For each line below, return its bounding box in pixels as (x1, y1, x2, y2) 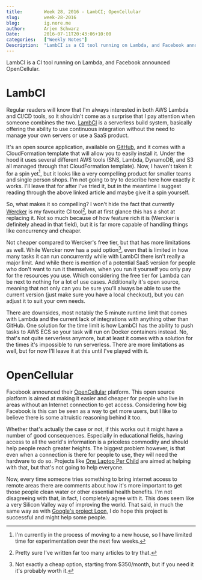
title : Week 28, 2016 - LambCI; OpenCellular (6, 8, 141, 15)
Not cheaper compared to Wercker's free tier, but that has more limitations (6, 239, 191, 246)
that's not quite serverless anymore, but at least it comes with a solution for (6, 334, 194, 341)
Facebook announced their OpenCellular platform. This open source (6, 388, 175, 395)
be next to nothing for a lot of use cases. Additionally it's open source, (6, 278, 180, 285)
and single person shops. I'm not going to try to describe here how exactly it (6, 176, 195, 183)
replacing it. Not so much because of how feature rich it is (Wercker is (6, 215, 180, 222)
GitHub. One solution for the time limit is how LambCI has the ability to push (6, 322, 194, 329)
